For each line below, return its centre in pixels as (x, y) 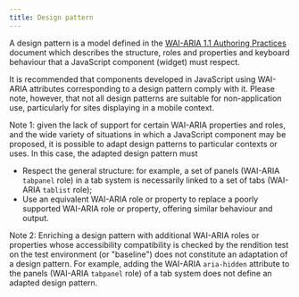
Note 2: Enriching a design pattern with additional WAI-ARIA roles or (134, 235)
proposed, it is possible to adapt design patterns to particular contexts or (144, 144)
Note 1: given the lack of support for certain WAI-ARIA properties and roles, (147, 125)
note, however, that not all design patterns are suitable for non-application (145, 98)
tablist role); (67, 189)
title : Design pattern (51, 17)
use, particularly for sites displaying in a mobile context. (112, 107)
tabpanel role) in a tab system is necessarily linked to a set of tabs (144, 180)
